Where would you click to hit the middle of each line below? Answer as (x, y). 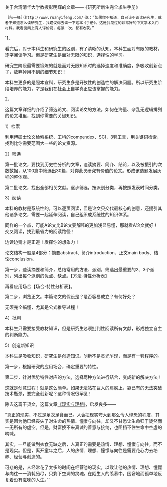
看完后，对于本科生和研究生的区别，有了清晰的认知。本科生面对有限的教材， (83, 49)
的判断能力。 (18, 335)
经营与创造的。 (29, 456)
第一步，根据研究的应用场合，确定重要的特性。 (53, 366)
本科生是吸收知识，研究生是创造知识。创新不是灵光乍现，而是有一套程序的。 (83, 356)
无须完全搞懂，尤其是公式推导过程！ (42, 307)
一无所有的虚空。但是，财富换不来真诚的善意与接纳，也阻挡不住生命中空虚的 (83, 427)
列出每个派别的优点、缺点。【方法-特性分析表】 (62, 276)
